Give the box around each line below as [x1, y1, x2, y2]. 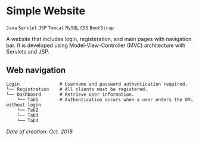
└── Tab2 [17, 107, 39, 113]
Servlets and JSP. [6, 48, 50, 55]
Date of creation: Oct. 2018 [6, 128, 73, 135]
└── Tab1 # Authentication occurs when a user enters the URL [17, 96, 194, 102]
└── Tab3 [17, 112, 39, 118]
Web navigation [6, 65, 66, 76]
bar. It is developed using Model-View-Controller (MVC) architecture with [6, 42, 186, 49]
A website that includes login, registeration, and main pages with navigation [6, 35, 192, 42]
